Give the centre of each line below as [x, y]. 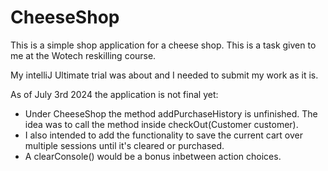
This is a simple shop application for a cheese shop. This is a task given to [163, 45]
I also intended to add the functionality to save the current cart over [163, 135]
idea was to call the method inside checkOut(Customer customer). [161, 124]
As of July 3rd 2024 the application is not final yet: [114, 94]
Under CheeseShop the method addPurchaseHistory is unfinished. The [171, 113]
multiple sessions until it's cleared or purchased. [124, 145]
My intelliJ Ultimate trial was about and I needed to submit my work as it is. [164, 75]
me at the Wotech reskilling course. [83, 55]
